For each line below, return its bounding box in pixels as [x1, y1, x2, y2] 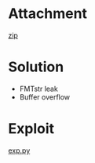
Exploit [8, 120, 55, 138]
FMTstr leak [19, 84, 59, 93]
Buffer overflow [19, 92, 71, 102]
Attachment [8, 5, 88, 23]
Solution [8, 58, 64, 76]
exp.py [8, 146, 31, 155]
